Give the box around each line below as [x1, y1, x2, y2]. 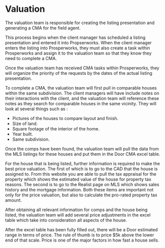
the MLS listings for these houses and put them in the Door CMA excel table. [5, 151, 161, 157]
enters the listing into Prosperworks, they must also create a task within [5, 45, 150, 51]
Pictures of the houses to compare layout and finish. [12, 115, 119, 121]
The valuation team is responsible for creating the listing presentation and [5, 20, 155, 26]
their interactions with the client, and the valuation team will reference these [5, 95, 159, 101]
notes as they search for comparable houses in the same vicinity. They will [5, 100, 157, 106]
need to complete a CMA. [5, 55, 57, 61]
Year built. [12, 131, 33, 137]
